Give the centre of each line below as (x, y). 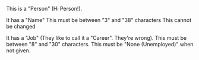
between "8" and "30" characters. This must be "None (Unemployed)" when (100, 44)
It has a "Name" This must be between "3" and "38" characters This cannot (99, 20)
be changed (21, 26)
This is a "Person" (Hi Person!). (44, 9)
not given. (18, 50)
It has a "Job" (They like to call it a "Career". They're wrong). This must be (97, 38)
